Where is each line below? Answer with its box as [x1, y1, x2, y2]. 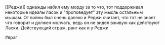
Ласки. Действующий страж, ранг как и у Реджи [5, 25, 109, 31]
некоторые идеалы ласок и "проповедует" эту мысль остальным [5, 9, 143, 15]
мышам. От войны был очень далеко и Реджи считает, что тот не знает [5, 15, 156, 20]
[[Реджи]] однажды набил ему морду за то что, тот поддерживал [5, 4, 143, 10]
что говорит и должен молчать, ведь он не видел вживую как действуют [5, 20, 160, 25]
